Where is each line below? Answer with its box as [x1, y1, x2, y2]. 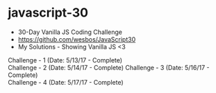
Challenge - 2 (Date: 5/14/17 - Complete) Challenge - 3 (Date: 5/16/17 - [8, 63, 210, 71]
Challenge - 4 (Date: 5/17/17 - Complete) [8, 78, 124, 86]
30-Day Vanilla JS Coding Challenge [17, 28, 122, 36]
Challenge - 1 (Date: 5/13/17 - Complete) [8, 56, 123, 64]
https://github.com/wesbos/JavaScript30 [17, 35, 136, 43]
